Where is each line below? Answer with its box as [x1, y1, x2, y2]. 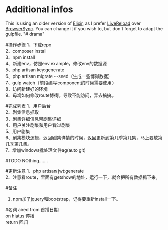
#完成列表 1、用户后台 [5, 103, 51, 109]
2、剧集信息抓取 [5, 109, 39, 115]
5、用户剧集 [5, 128, 30, 134]
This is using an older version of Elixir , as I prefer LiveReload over [5, 20, 141, 26]
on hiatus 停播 [5, 213, 35, 219]
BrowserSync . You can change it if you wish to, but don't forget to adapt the [5, 25, 163, 31]
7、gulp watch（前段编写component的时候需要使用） [5, 80, 117, 86]
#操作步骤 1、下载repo [5, 42, 52, 48]
